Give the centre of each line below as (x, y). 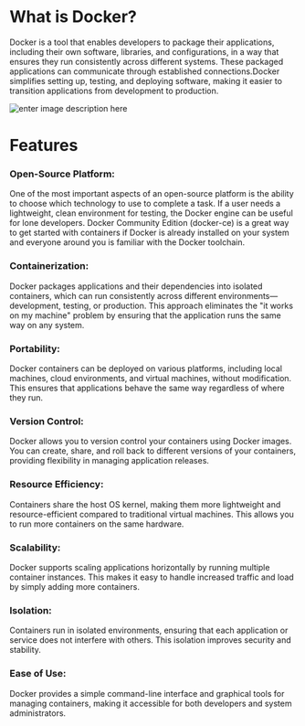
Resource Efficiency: (57, 485)
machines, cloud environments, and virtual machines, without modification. (151, 379)
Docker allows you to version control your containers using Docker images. (151, 442)
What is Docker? (73, 17)
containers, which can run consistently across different (113, 295)
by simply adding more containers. (74, 586)
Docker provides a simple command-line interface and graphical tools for (147, 693)
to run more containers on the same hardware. (97, 524)
